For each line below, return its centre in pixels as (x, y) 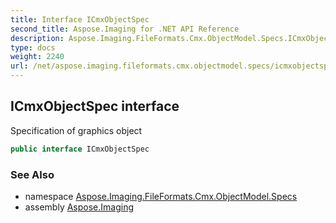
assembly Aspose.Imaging (79, 207)
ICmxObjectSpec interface (95, 106)
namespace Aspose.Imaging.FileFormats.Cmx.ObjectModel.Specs (161, 196)
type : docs (33, 47)
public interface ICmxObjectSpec (80, 149)
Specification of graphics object (76, 130)
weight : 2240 (37, 57)
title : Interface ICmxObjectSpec (80, 19)
